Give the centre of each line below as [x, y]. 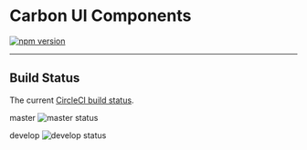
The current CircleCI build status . [72, 100]
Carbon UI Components [101, 16]
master [23, 117]
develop [25, 135]
